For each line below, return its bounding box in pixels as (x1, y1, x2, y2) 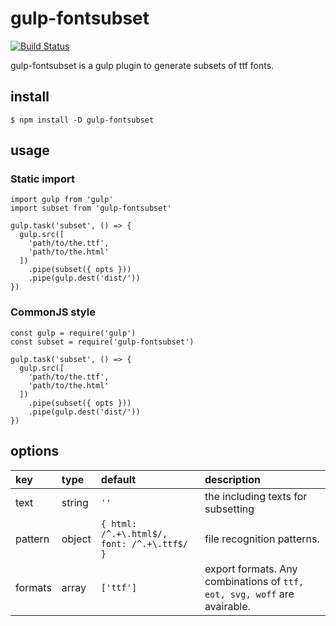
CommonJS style (10, 305, 96, 319)
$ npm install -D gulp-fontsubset (10, 115, 155, 125)
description (204, 472, 261, 486)
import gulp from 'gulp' (10, 195, 114, 205)
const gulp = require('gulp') (10, 328, 137, 338)
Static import (10, 172, 75, 186)
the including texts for (204, 489, 308, 503)
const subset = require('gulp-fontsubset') (10, 337, 195, 347)
